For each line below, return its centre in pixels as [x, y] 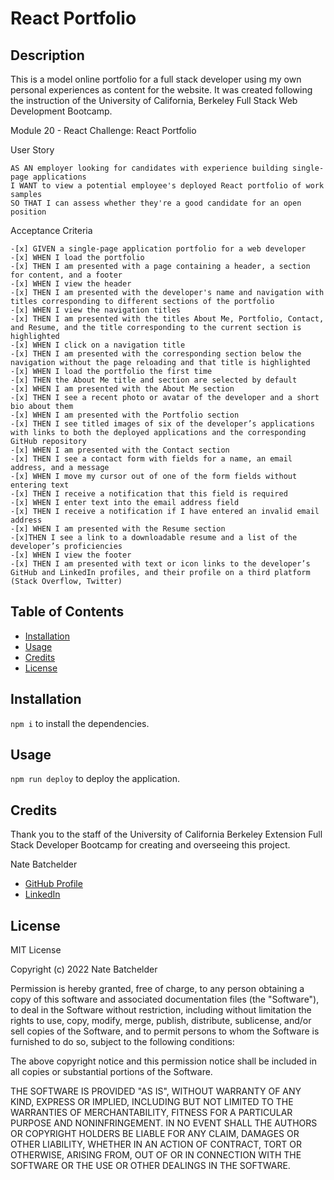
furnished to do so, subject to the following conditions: [122, 1042]
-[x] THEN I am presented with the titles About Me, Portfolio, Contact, [167, 319]
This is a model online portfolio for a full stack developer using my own [156, 79]
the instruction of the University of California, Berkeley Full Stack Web [154, 100]
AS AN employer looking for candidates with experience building [149, 168]
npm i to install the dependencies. [80, 723]
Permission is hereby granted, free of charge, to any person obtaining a [157, 989]
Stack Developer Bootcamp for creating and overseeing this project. [150, 845]
